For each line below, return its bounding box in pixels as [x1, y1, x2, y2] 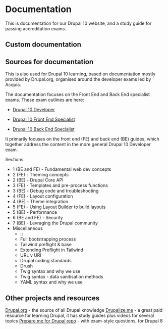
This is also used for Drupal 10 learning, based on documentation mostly [5, 71, 156, 77]
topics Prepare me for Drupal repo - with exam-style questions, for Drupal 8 [5, 317, 163, 324]
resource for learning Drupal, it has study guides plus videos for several [5, 312, 154, 318]
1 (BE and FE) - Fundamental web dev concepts [12, 166, 111, 172]
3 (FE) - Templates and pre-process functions [12, 182, 108, 189]
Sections [5, 157, 24, 163]
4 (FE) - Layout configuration [12, 193, 73, 199]
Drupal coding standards [20, 258, 72, 264]
